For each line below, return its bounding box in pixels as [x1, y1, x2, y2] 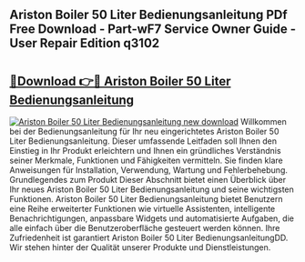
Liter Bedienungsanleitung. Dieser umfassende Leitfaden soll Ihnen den [9, 136, 278, 146]
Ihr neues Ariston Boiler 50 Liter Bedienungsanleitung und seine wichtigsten [9, 184, 294, 195]
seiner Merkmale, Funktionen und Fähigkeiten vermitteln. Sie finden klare [9, 155, 284, 166]
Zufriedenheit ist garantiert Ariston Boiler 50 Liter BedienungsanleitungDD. [9, 232, 289, 243]
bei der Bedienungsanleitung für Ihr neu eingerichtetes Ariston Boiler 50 [9, 126, 280, 136]
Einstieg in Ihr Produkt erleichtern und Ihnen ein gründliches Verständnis [9, 146, 281, 156]
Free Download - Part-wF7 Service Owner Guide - [9, 22, 297, 37]
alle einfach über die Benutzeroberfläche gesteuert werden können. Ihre [9, 223, 280, 233]
